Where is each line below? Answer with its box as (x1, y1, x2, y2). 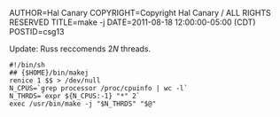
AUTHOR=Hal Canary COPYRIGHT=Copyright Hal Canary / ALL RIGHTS (9, 8, 272, 18)
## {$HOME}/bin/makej (9, 68, 89, 77)
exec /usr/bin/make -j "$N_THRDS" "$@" (9, 99, 157, 108)
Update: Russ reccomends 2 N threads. (9, 43, 152, 54)
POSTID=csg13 (9, 27, 65, 36)
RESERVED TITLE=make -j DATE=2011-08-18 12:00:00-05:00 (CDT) (9, 17, 256, 27)
